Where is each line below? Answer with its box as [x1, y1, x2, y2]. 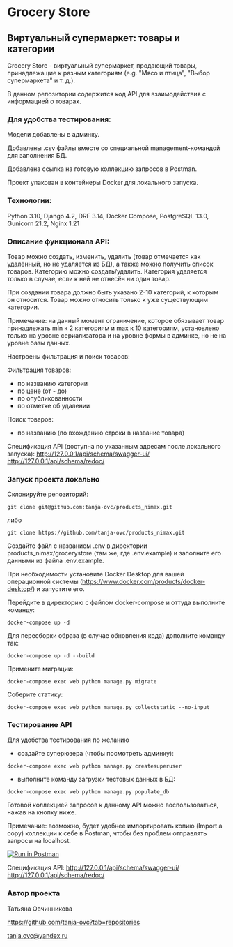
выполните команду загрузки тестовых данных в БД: [17, 775, 176, 784]
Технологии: [7, 196, 52, 206]
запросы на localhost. [7, 837, 72, 845]
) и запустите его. [32, 585, 85, 593]
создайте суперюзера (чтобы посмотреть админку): [17, 750, 174, 758]
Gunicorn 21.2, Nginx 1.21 [7, 219, 80, 228]
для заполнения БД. [7, 151, 67, 160]
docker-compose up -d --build [7, 653, 95, 659]
